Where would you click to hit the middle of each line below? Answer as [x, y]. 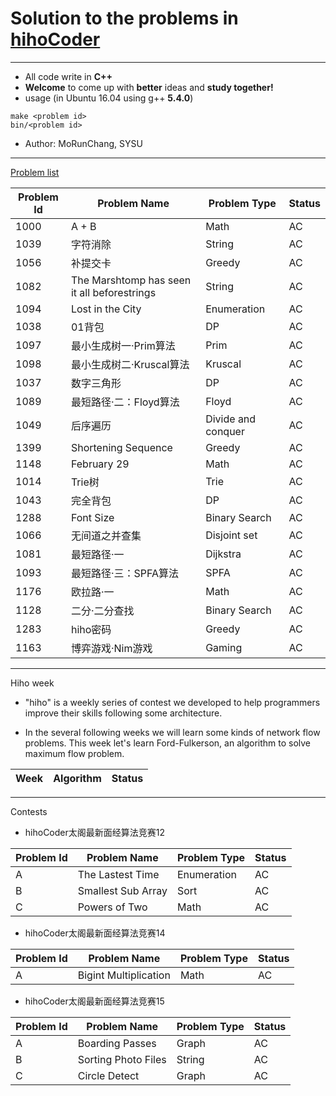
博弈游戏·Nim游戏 [111, 648]
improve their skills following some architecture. [123, 713]
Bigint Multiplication [124, 975]
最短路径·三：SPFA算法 [125, 573]
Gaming [224, 647]
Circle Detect [108, 1075]
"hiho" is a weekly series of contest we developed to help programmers [172, 702]
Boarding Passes [117, 1043]
